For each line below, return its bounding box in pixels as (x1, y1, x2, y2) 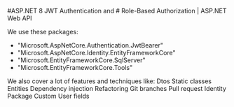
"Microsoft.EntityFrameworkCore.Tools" (17, 64, 133, 71)
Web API (7, 14, 33, 22)
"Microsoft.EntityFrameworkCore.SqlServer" (17, 56, 146, 64)
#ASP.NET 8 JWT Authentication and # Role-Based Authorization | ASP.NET (7, 7, 227, 15)
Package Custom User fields (7, 92, 90, 100)
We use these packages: (7, 28, 78, 36)
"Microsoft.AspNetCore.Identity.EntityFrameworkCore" (17, 49, 177, 57)
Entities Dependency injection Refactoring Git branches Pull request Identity (7, 85, 226, 92)
